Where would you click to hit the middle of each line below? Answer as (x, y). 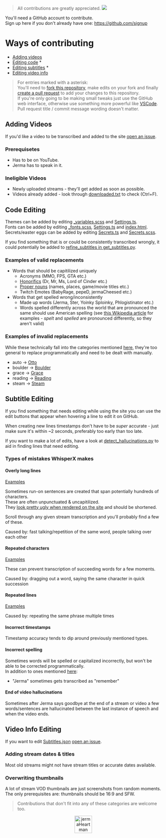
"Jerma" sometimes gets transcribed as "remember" (66, 681)
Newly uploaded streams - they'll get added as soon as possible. (79, 189)
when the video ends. (27, 714)
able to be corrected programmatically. (45, 666)
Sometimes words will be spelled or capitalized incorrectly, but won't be (79, 661)
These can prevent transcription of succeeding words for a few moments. (80, 569)
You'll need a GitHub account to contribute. (49, 18)
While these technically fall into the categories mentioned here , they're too (81, 347)
